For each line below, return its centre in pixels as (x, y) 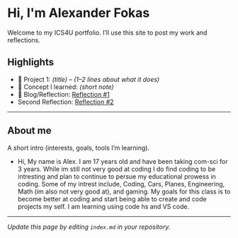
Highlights (31, 63)
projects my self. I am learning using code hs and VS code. (103, 206)
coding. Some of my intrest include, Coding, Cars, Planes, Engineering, (121, 184)
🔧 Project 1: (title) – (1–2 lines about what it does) (89, 79)
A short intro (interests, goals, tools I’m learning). (79, 148)
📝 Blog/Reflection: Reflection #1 (63, 94)
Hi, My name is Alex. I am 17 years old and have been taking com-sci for (123, 161)
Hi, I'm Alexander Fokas (79, 13)
